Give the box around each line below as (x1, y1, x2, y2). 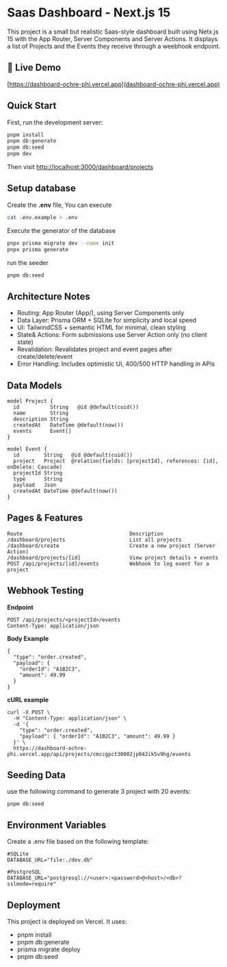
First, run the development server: (7, 118, 103, 126)
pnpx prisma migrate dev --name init (7, 240, 115, 247)
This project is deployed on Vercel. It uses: (7, 918, 127, 926)
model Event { (7, 446, 48, 453)
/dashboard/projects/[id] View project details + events (7, 554, 219, 561)
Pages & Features (7, 512, 83, 524)
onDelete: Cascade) (7, 464, 63, 470)
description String (13, 416, 69, 423)
